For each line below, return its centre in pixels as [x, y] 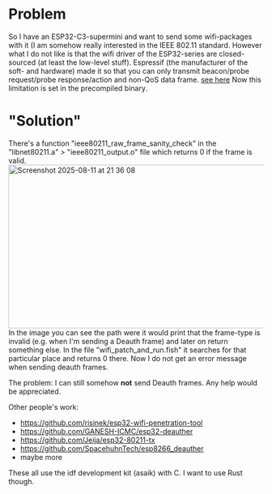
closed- [232, 53]
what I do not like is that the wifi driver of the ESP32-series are [113, 53]
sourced [22, 62]
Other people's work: [44, 407]
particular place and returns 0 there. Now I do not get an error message [127, 358]
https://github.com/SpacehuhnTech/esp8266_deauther [112, 448]
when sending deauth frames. [58, 367]
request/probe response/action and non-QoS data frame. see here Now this [135, 79]
